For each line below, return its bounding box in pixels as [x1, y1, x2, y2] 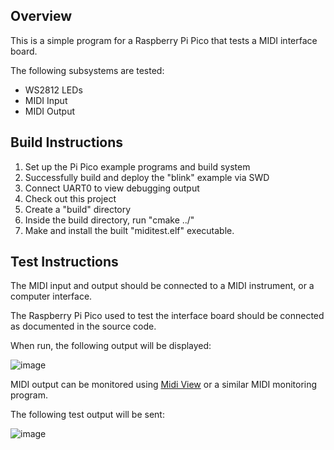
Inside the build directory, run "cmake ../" [24, 214, 195, 226]
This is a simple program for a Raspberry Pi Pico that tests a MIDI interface [10, 34, 318, 46]
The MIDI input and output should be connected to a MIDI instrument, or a [10, 280, 315, 292]
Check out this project [24, 192, 117, 204]
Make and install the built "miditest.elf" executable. [24, 224, 235, 236]
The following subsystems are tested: [10, 64, 165, 76]
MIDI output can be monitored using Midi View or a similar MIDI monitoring [10, 379, 318, 391]
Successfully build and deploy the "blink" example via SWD [24, 171, 270, 183]
